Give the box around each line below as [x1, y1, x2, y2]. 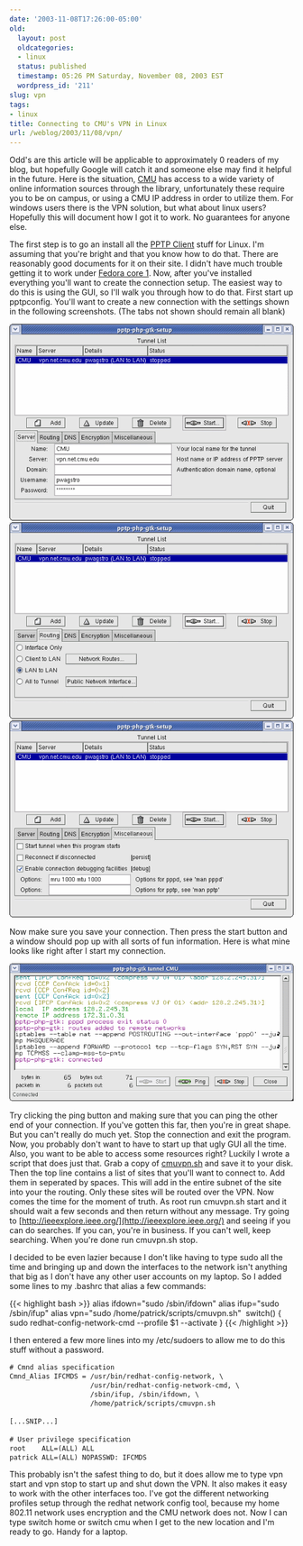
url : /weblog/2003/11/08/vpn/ [9, 129, 124, 138]
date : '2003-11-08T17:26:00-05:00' [9, 14, 143, 23]
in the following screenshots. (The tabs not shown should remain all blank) [9, 306, 286, 317]
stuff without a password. [9, 1344, 105, 1356]
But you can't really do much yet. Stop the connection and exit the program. [9, 1130, 291, 1140]
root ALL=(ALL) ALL [9, 1444, 95, 1453]
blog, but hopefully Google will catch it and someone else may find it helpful [9, 164, 292, 175]
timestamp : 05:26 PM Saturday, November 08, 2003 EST [17, 72, 224, 81]
